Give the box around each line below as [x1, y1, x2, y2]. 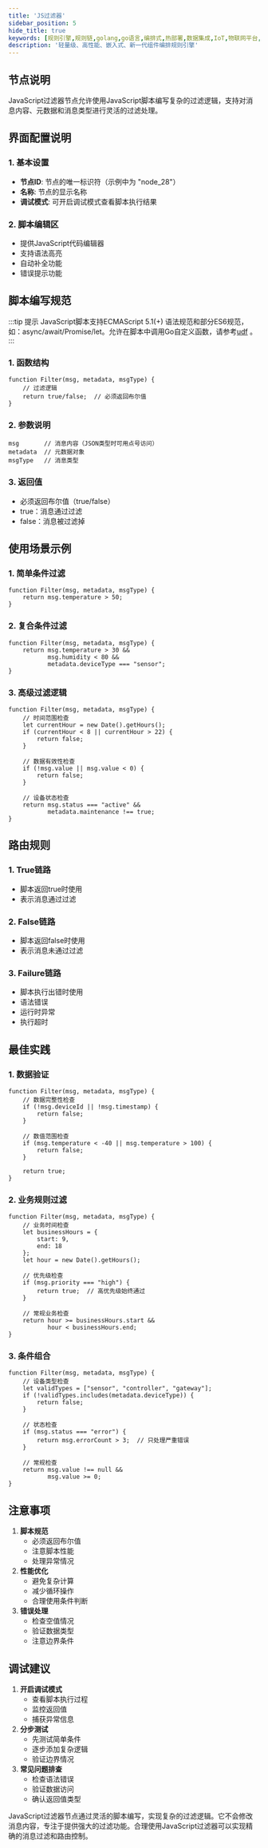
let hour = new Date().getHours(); [22, 1256, 141, 1264]
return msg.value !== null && [22, 1466, 124, 1474]
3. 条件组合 [8, 1350, 51, 1362]
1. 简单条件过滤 [8, 568, 66, 579]
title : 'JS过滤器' [8, 11, 66, 20]
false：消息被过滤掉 [19, 516, 85, 525]
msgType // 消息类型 [8, 457, 79, 465]
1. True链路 [8, 864, 52, 875]
